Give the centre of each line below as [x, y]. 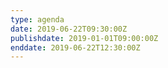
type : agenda [37, 19]
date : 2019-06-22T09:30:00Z [69, 29]
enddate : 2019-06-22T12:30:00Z [75, 47]
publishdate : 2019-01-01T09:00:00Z [84, 38]
